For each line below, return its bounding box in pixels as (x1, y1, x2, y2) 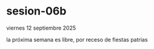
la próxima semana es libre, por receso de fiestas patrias (6, 36, 148, 43)
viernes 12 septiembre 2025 (6, 24, 76, 31)
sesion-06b (6, 4, 67, 18)
